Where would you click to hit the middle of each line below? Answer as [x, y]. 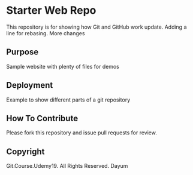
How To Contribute [42, 118]
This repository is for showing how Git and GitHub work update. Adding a [96, 27]
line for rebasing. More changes [46, 33]
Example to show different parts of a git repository [68, 100]
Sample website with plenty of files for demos [63, 66]
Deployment [30, 85]
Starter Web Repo [51, 10]
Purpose [22, 52]
